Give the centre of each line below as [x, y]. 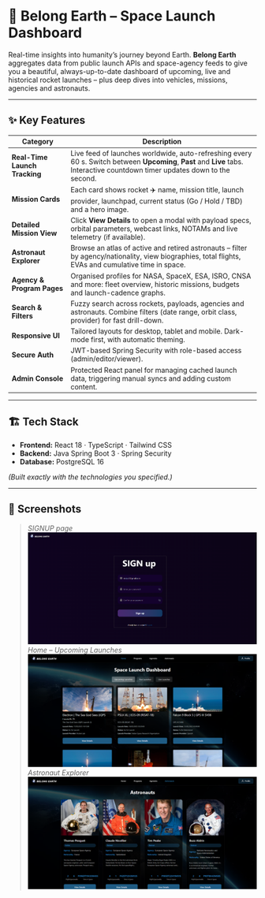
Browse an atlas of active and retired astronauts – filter [159, 248]
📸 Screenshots [45, 509]
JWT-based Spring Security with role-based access [156, 351]
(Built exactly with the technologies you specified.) [90, 477]
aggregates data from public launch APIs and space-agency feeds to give [128, 63]
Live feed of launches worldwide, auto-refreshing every [161, 153]
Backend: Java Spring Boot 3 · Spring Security [95, 453]
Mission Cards [36, 199]
